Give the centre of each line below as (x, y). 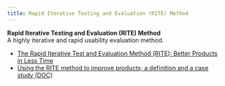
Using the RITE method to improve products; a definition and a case (113, 68)
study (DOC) (35, 75)
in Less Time (35, 60)
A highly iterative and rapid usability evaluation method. (86, 40)
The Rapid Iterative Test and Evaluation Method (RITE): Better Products (117, 53)
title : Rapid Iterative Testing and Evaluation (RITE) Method (98, 13)
